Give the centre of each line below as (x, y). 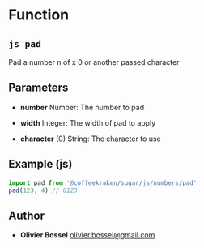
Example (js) (40, 164)
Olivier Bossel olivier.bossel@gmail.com (87, 235)
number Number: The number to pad (82, 107)
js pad (25, 44)
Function (39, 15)
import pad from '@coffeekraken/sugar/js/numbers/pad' (103, 183)
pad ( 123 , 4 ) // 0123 (43, 190)
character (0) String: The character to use (91, 139)
